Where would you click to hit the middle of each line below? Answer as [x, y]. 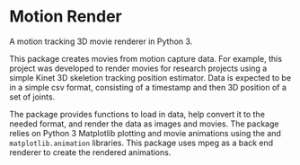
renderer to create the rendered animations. [90, 152]
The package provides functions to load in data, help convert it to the [137, 114]
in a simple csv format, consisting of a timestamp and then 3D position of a [148, 87]
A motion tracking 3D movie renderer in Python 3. [101, 41]
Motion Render [66, 17]
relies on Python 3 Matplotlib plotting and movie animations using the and [145, 133]
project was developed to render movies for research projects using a [138, 68]
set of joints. [32, 97]
